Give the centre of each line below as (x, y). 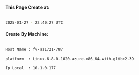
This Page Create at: (27, 7)
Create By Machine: (27, 34)
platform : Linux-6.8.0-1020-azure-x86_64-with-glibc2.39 (70, 59)
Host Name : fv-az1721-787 (34, 50)
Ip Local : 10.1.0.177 (31, 68)
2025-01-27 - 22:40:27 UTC (34, 23)
